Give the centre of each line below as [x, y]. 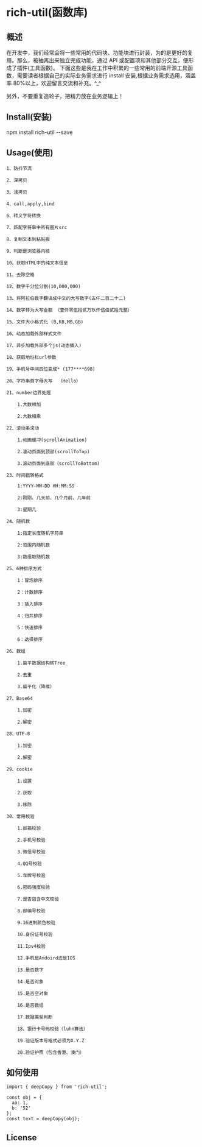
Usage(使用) [30, 153]
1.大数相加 [29, 404]
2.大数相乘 [29, 416]
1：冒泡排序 [30, 580]
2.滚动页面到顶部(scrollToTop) [54, 451]
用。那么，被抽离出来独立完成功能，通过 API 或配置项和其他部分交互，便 [97, 60]
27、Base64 [20, 698]
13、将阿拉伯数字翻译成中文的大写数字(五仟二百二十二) [66, 298]
